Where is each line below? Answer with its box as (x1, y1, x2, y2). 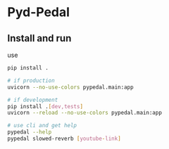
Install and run (7, 32, 72, 44)
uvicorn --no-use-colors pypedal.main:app (7, 84, 134, 91)
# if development (7, 96, 58, 103)
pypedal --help (7, 129, 52, 136)
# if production (7, 77, 55, 84)
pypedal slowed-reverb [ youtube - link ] (7, 135, 121, 142)
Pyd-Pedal (7, 4, 70, 20)
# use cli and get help (7, 122, 77, 129)
